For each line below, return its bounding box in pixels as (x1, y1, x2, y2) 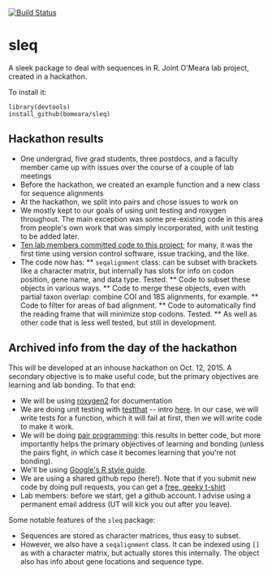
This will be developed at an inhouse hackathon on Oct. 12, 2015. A (8, 362, 232, 373)
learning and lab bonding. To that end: (8, 380, 136, 390)
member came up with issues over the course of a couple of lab (19, 162, 235, 172)
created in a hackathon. (8, 71, 88, 81)
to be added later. (19, 231, 80, 241)
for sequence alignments (19, 188, 104, 198)
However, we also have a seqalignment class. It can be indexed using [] (19, 539, 260, 549)
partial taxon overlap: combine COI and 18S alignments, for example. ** (19, 291, 259, 301)
